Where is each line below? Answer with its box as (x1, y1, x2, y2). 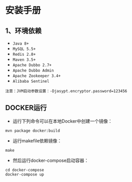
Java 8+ (12, 41, 29, 46)
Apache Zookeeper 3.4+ (12, 74, 61, 79)
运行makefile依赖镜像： (12, 137, 62, 143)
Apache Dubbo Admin (12, 68, 54, 73)
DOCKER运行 (5, 103, 47, 112)
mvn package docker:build (5, 128, 60, 133)
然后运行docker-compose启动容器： (12, 157, 89, 163)
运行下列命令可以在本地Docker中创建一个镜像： (12, 118, 113, 124)
